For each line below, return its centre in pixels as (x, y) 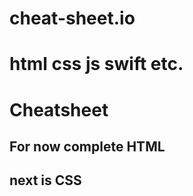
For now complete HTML (87, 146)
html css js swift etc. (96, 64)
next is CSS (45, 180)
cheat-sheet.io (72, 18)
